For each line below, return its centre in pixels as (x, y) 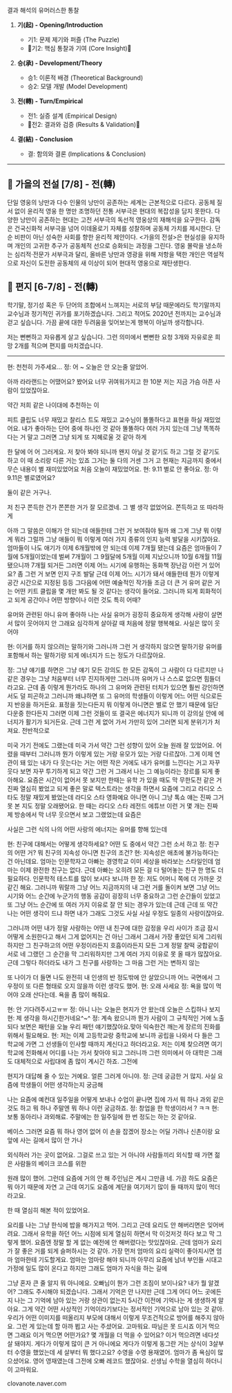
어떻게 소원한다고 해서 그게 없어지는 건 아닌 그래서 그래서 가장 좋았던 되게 (106, 937)
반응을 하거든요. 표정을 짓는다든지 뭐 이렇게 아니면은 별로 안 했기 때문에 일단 (116, 704)
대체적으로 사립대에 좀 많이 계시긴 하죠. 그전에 (76, 1061)
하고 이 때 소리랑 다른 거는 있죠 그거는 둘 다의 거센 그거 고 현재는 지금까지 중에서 (115, 460)
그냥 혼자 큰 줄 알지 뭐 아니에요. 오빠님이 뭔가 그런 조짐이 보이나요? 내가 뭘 (107, 1283)
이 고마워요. (23, 1369)
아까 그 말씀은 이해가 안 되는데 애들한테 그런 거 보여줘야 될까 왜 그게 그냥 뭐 (108, 530)
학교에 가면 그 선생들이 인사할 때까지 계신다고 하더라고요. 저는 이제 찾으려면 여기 (115, 1044)
